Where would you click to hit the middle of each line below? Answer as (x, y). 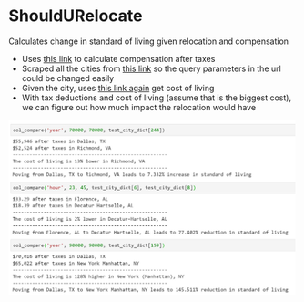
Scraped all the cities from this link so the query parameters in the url (151, 68)
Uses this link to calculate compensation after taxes (118, 58)
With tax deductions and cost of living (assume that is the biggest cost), (157, 98)
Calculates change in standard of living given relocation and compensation (148, 41)
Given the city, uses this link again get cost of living (118, 88)
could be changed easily (68, 78)
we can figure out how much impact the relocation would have (139, 107)
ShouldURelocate (76, 16)
